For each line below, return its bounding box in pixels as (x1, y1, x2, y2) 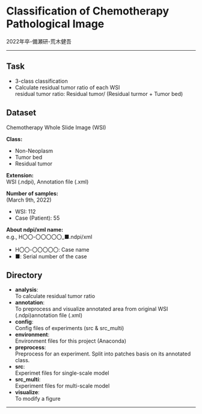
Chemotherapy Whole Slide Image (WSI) (6, 124, 106, 131)
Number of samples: (6, 189, 59, 197)
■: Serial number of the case (14, 252, 87, 260)
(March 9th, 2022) (6, 196, 52, 203)
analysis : (14, 286, 38, 293)
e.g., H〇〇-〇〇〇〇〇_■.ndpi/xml (6, 233, 93, 240)
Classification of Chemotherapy (6, 4, 170, 18)
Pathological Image (6, 17, 105, 31)
